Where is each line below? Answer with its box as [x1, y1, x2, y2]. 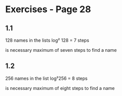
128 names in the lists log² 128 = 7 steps [5, 37, 89, 43]
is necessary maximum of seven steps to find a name [5, 47, 117, 53]
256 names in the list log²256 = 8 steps [5, 75, 88, 81]
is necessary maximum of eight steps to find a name [5, 85, 115, 91]
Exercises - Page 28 [5, 4, 91, 15]
